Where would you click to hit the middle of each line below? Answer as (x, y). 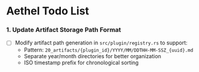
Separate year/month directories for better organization (92, 56)
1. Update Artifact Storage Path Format (64, 30)
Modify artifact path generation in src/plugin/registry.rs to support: (101, 43)
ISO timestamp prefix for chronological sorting (81, 62)
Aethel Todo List (48, 11)
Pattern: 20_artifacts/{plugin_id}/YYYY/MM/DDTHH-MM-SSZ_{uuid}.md (109, 50)
